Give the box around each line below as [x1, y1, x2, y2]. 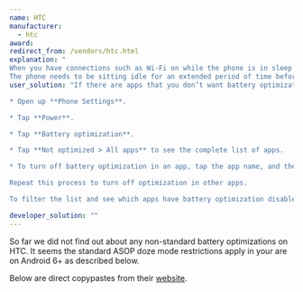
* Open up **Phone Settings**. [9, 97, 127, 106]
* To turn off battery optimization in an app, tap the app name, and [9, 162, 280, 172]
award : [9, 38, 34, 48]
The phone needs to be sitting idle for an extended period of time [9, 72, 272, 81]
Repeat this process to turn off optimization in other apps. [9, 178, 248, 188]
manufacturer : [9, 22, 63, 31]
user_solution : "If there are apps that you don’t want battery [9, 80, 256, 89]
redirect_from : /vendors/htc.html [9, 47, 140, 56]
